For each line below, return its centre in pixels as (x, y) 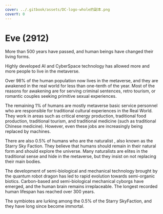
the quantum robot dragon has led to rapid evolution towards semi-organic (80, 176)
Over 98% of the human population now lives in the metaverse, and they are (82, 81)
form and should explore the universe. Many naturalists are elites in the (76, 151)
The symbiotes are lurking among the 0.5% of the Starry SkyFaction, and (79, 201)
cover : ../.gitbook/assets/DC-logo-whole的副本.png (58, 9)
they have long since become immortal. (45, 206)
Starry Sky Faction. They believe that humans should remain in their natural (81, 146)
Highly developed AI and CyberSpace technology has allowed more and (77, 66)
